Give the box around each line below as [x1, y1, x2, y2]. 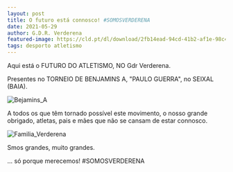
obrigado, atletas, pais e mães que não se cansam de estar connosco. [7, 117, 208, 125]
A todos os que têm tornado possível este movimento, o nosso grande [7, 109, 208, 117]
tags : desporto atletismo [7, 42, 82, 49]
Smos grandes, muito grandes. [7, 144, 95, 151]
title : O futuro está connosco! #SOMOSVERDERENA [7, 17, 150, 24]
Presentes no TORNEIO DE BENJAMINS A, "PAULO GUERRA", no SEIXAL [7, 75, 214, 83]
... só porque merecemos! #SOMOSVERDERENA [7, 157, 145, 165]
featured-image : [7, 36, 54, 43]
